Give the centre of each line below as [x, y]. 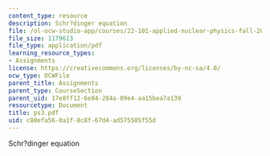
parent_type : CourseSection [55, 90]
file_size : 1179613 [41, 38]
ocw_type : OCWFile [39, 76]
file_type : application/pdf [55, 46]
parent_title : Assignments [53, 83]
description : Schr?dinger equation [68, 23]
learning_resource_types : [51, 53]
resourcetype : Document [48, 105]
